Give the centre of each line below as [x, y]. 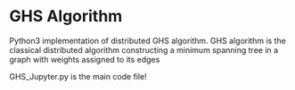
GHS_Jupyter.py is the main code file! [78, 76]
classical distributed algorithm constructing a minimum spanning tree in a [144, 49]
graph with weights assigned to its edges [85, 59]
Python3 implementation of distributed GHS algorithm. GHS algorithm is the [148, 41]
